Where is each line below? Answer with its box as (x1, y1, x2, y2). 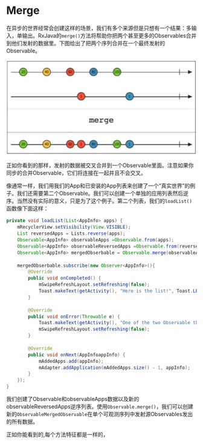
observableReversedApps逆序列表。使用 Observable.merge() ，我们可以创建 (6, 403, 193, 410)
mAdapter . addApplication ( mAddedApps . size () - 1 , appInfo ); (38, 364, 190, 371)
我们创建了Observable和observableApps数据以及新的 (6, 396, 140, 403)
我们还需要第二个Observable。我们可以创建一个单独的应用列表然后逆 (16, 190, 189, 197)
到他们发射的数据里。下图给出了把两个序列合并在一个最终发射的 (6, 39, 165, 47)
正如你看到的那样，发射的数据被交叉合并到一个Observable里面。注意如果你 (6, 162, 195, 169)
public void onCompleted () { (28, 275, 101, 281)
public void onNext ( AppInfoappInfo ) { (28, 351, 126, 357)
